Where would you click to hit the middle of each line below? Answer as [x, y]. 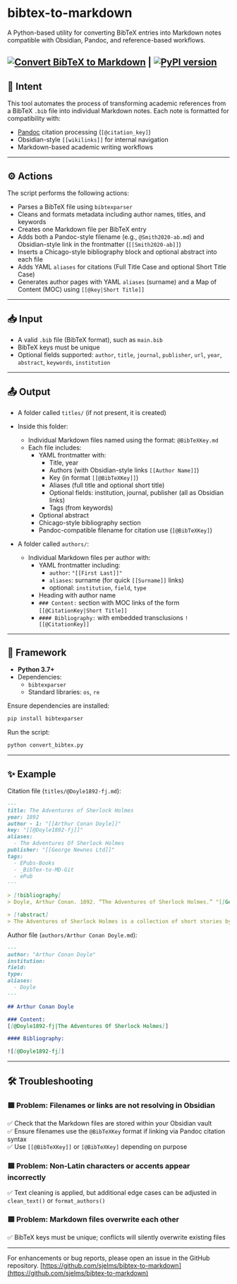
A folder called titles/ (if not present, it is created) [92, 412]
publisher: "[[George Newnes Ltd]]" [61, 850]
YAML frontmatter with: [72, 455]
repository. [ [25, 1266]
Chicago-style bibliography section [90, 523]
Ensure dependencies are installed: [59, 706]
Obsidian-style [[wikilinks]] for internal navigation [93, 140]
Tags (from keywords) [81, 508]
